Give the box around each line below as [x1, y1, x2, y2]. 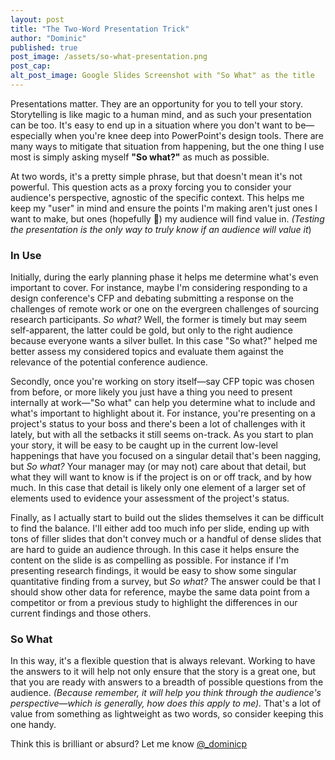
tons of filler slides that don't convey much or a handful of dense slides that [10, 533, 322, 545]
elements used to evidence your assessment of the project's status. [10, 492, 290, 505]
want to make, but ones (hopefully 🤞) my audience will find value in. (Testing [10, 212, 325, 225]
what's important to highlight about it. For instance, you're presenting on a [10, 407, 316, 420]
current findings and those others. [10, 607, 152, 620]
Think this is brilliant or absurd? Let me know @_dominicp [10, 738, 248, 750]
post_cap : [10, 61, 52, 71]
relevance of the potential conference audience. [10, 356, 208, 368]
